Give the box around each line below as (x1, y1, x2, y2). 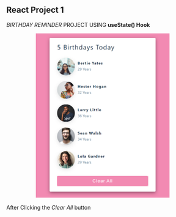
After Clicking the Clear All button (6, 204, 91, 211)
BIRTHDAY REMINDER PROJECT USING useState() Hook (6, 21, 150, 28)
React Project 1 (6, 5, 64, 15)
